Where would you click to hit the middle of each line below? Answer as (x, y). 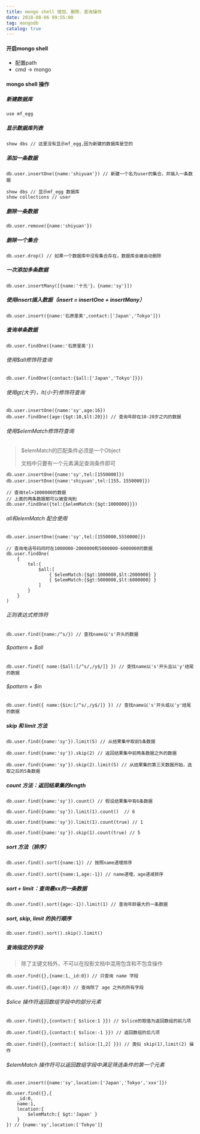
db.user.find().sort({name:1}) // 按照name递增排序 (69, 863)
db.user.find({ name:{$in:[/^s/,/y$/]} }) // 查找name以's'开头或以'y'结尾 (99, 706)
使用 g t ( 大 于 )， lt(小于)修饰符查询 (46, 392)
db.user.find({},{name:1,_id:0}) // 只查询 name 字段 (72, 976)
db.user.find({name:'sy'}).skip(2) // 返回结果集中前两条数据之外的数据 (92, 754)
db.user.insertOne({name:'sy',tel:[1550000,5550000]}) (76, 537)
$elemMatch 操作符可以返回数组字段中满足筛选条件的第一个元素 (85, 1064)
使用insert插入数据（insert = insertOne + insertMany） (75, 300)
